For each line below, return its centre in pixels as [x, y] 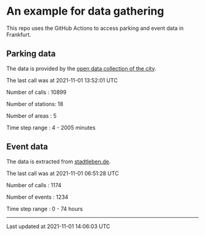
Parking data [31, 54]
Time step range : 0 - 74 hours [45, 209]
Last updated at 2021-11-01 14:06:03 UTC [58, 226]
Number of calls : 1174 [34, 185]
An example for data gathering [85, 11]
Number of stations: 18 [35, 104]
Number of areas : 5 [31, 116]
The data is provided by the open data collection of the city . [81, 68]
